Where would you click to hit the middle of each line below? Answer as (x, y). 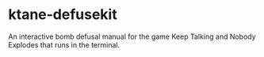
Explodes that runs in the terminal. (64, 44)
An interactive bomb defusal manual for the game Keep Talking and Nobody (132, 36)
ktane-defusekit (63, 15)
